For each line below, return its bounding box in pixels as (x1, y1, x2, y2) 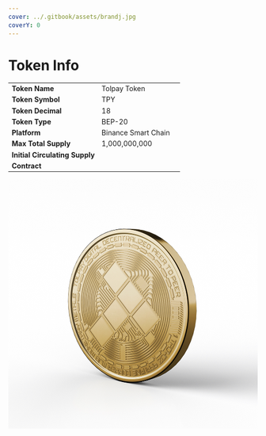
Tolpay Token (101, 84, 146, 94)
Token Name (11, 84, 55, 94)
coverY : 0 (8, 21, 41, 29)
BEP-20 (101, 117, 128, 126)
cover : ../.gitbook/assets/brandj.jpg (8, 13, 136, 21)
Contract (11, 161, 42, 170)
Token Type (11, 117, 51, 126)
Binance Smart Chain (101, 128, 170, 138)
